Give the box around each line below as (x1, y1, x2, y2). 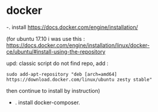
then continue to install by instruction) (6, 87, 101, 94)
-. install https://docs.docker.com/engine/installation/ (6, 23, 139, 31)
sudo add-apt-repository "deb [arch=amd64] (6, 71, 118, 77)
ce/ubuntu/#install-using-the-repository (6, 48, 106, 55)
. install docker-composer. (14, 99, 80, 106)
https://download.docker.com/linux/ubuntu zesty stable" (6, 76, 153, 82)
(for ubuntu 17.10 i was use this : (6, 35, 86, 42)
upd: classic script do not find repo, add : (6, 60, 109, 67)
